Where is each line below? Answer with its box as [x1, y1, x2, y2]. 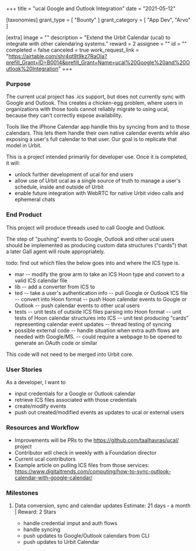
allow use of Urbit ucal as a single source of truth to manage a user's [14, 177, 181, 184]
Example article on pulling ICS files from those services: [14, 462, 150, 469]
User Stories [6, 365, 43, 374]
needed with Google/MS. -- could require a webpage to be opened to [14, 333, 183, 340]
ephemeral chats [14, 196, 56, 203]
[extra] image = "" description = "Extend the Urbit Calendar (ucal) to [6, 34, 171, 41]
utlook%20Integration [6, 65, 59, 72]
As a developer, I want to [6, 378, 66, 385]
